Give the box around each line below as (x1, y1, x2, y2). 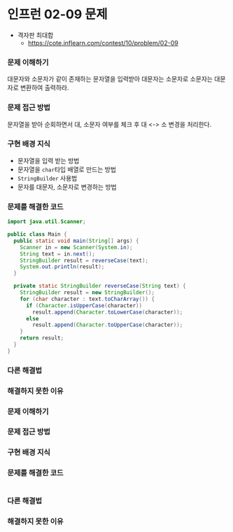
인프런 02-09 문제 (7, 6, 108, 22)
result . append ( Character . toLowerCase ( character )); (32, 309, 183, 316)
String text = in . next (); (20, 250, 96, 258)
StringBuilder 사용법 (17, 174, 78, 182)
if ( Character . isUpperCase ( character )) (25, 302, 142, 309)
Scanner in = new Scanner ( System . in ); (20, 244, 133, 251)
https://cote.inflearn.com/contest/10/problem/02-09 (27, 38, 178, 47)
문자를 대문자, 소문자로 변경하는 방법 (17, 183, 117, 191)
